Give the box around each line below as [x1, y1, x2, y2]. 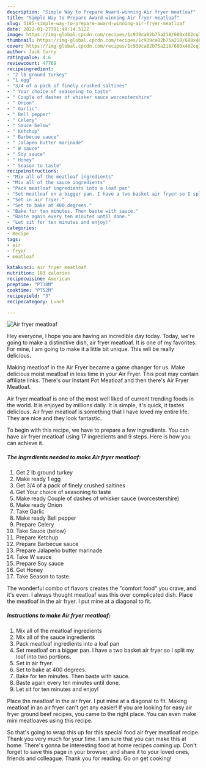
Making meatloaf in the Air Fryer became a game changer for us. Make [7, 364, 185, 371]
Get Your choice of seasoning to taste [15, 489, 111, 496]
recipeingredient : [7, 65, 54, 72]
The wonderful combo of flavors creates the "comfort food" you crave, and [7, 585, 196, 592]
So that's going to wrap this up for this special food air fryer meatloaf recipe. [7, 729, 200, 736]
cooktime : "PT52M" [7, 287, 54, 294]
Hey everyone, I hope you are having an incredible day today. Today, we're [7, 333, 195, 340]
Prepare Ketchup [15, 534, 59, 541]
